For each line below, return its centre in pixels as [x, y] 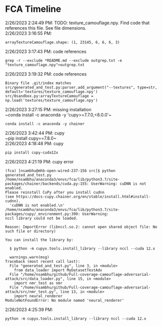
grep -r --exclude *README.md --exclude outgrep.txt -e [64, 60]
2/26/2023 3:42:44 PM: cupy [35, 133]
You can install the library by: [39, 240]
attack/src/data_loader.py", [35, 279]
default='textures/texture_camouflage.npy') [51, 92]
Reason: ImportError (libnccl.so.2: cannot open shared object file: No [81, 227]
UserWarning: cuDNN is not [119, 184]
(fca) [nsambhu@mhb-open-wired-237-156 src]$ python [60, 171]
